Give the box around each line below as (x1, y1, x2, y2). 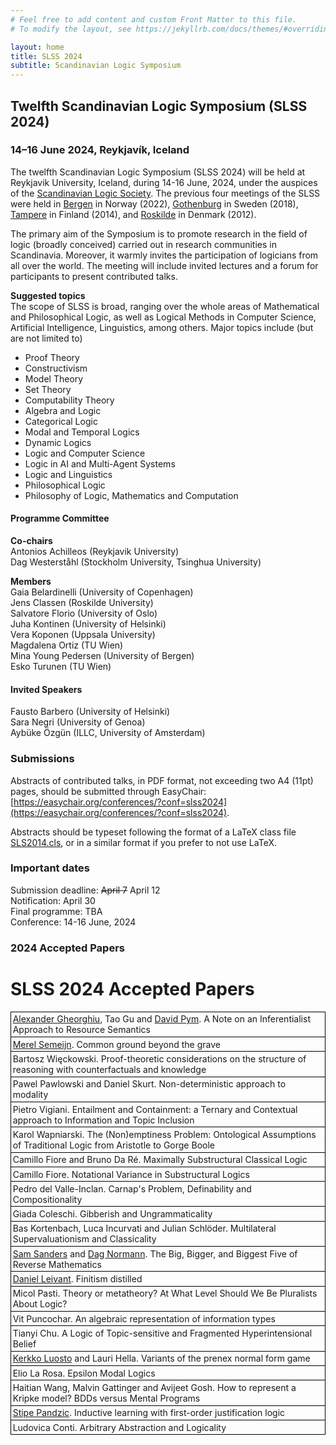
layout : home (10, 42, 65, 52)
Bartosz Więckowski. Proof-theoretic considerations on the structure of (12, 1052, 307, 1065)
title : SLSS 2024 (10, 51, 83, 61)
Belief (12, 1338, 37, 1350)
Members (10, 576, 52, 588)
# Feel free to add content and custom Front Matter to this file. (10, 14, 298, 25)
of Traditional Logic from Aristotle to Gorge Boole (12, 1139, 215, 1151)
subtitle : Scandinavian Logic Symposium (10, 61, 182, 71)
